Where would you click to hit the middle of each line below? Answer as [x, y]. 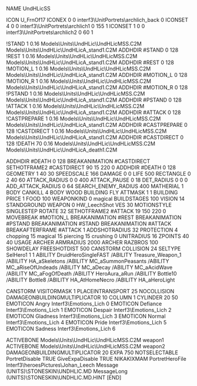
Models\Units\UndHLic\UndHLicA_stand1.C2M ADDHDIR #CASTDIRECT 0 [95, 137]
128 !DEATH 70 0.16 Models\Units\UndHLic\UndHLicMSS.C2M [81, 144]
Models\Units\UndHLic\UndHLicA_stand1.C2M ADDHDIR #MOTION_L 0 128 [97, 75]
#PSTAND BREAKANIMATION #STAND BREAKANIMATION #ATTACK [89, 224]
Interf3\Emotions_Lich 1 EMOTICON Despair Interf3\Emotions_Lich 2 [89, 310]
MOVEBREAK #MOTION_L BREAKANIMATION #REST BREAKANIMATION [94, 217]
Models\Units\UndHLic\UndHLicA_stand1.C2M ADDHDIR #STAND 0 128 [92, 50]
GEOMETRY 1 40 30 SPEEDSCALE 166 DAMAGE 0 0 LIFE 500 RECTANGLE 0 [98, 174]
